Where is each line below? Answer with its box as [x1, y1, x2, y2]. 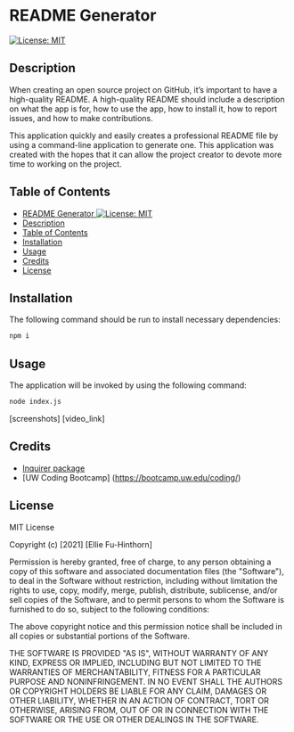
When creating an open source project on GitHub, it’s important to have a [9, 84, 278, 95]
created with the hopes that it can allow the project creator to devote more [9, 149, 282, 160]
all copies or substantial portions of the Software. [9, 630, 190, 641]
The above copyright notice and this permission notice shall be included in [9, 621, 282, 631]
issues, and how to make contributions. [9, 112, 153, 123]
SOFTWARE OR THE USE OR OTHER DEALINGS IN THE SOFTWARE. [9, 714, 259, 725]
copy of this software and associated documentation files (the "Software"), [9, 565, 285, 576]
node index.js [9, 398, 62, 407]
